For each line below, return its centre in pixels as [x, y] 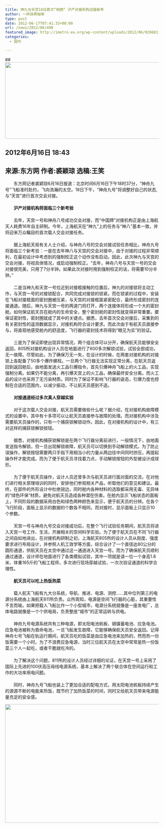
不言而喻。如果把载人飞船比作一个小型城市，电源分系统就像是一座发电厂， [80, 605]
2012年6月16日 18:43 [37, 153]
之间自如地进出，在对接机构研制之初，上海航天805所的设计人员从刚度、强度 [82, 538]
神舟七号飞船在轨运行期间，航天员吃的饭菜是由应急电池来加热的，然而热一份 [82, 636]
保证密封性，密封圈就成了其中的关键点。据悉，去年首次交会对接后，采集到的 [82, 318]
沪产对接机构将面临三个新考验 [43, 208]
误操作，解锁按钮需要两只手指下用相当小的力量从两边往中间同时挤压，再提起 [82, 452]
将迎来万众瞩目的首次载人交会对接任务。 [46, 232]
